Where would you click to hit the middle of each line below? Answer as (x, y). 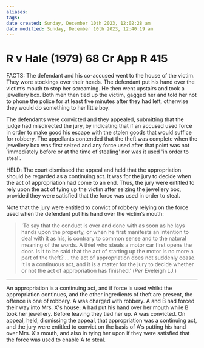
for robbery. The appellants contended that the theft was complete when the (102, 139)
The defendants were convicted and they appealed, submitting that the (95, 119)
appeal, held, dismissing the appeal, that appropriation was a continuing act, (102, 320)
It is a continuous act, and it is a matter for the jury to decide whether (107, 264)
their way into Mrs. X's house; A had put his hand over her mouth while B (97, 307)
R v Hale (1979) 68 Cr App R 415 (87, 59)
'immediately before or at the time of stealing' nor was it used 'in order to (98, 152)
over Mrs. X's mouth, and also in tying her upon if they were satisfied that (98, 333)
